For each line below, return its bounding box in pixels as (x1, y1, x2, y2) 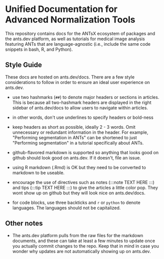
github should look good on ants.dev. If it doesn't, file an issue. (12, 155, 141, 161)
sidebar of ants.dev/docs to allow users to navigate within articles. (12, 104, 148, 110)
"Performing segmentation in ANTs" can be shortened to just (12, 134, 137, 140)
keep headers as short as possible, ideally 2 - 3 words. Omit (12, 124, 136, 130)
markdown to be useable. (12, 170, 65, 175)
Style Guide (5, 61, 42, 69)
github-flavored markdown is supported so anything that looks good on (12, 149, 159, 155)
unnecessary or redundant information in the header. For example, (12, 129, 149, 135)
